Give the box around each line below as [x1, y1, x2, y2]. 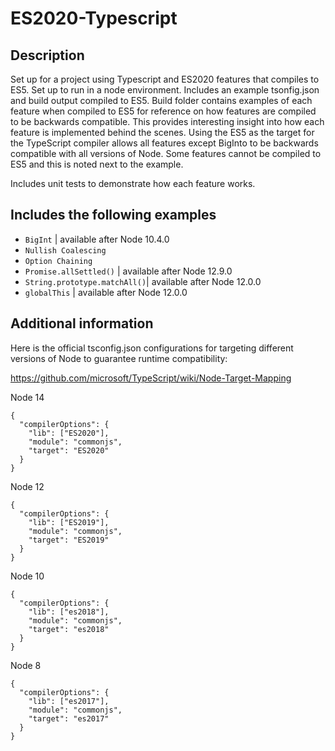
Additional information [10, 315, 154, 332]
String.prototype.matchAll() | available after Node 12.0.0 [24, 275, 262, 287]
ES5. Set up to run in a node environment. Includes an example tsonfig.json [10, 84, 320, 96]
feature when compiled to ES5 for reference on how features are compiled [10, 105, 317, 117]
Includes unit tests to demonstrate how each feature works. [10, 178, 256, 189]
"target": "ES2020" [28, 445, 110, 456]
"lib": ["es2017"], [28, 696, 110, 706]
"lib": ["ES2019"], [28, 517, 110, 527]
